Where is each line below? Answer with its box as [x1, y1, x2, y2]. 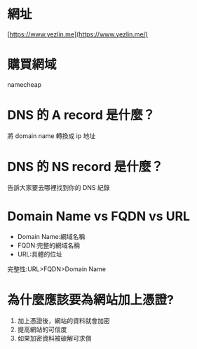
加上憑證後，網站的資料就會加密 [17, 316, 110, 324]
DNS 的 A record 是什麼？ [7, 107, 156, 123]
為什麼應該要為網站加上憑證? [7, 292, 174, 308]
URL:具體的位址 [17, 249, 63, 258]
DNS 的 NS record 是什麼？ [7, 159, 163, 174]
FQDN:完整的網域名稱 [17, 241, 81, 249]
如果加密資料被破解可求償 [17, 334, 92, 342]
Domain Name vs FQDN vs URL [7, 208, 191, 224]
